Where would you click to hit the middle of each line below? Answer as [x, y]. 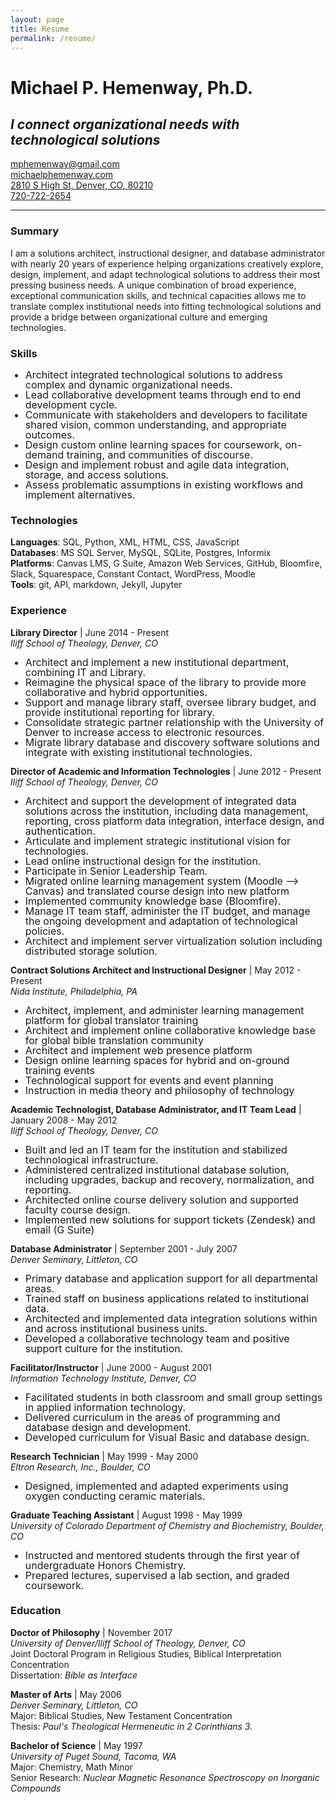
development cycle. [71, 404]
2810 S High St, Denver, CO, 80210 [82, 185]
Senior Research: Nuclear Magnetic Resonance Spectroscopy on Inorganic [165, 1777]
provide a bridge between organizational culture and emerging [139, 317]
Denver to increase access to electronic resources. [144, 732]
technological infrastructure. [91, 1159]
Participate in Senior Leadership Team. [116, 871]
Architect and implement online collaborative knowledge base [170, 1030]
